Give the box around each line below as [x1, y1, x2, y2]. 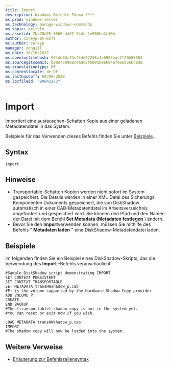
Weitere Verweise [5, 342, 63, 351]
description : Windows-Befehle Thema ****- [5, 12, 97, 17]
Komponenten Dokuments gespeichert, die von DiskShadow [12, 200, 139, 206]
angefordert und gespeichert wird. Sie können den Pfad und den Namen [12, 211, 165, 217]
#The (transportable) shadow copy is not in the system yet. [5, 306, 138, 312]
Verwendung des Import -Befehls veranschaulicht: [5, 261, 112, 267]
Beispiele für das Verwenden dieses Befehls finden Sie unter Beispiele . [5, 133, 154, 139]
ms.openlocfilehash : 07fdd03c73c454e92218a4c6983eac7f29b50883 [5, 55, 143, 60]
